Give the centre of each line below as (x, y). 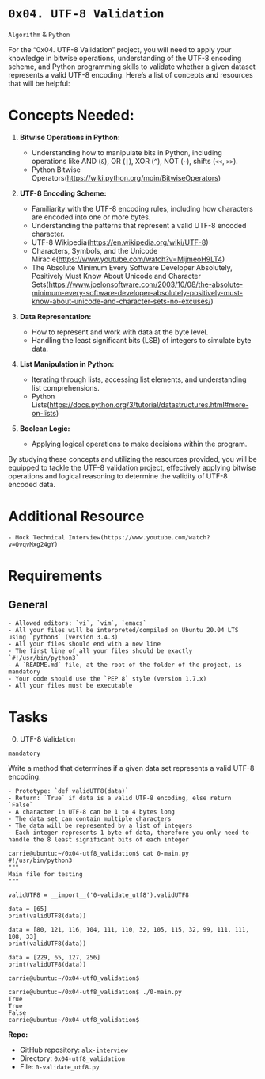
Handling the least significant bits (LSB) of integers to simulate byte (141, 340)
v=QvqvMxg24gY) (33, 544)
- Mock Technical (37, 537)
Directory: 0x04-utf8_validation (72, 1058)
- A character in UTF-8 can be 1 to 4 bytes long (92, 812)
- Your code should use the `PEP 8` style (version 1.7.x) (108, 679)
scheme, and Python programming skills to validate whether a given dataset (132, 67)
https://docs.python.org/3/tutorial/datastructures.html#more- (149, 404)
